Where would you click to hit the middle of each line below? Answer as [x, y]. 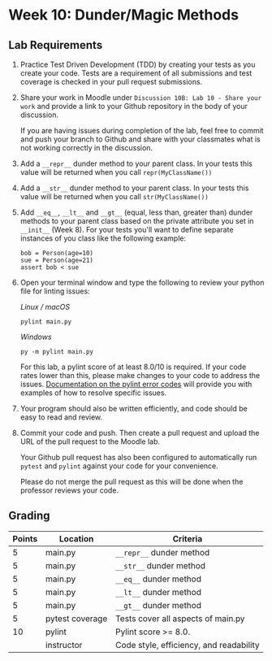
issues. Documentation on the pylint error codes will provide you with [136, 384]
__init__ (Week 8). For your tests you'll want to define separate [127, 230]
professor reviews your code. [69, 490]
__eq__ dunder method [158, 579]
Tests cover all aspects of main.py [180, 618]
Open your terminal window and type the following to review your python [142, 283]
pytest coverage [77, 618]
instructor [64, 645]
